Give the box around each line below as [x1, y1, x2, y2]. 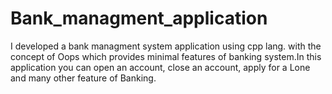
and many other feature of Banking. [10, 72, 157, 84]
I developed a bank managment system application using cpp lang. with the [10, 40, 322, 52]
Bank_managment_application [10, 7, 268, 30]
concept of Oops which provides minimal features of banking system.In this [10, 50, 322, 62]
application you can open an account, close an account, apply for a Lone [10, 61, 311, 73]
